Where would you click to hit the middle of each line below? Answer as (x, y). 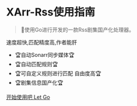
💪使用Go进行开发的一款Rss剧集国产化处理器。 (77, 30)
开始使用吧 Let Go (28, 97)
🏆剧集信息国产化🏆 (39, 82)
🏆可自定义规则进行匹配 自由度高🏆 (58, 73)
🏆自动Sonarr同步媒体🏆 (45, 54)
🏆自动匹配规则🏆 (36, 64)
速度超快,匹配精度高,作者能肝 (42, 42)
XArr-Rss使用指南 (51, 12)
